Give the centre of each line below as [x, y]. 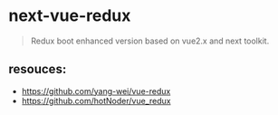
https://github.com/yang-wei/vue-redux [96, 91]
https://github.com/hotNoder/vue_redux [96, 101]
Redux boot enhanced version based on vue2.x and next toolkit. [150, 41]
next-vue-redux [70, 16]
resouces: [38, 69]
